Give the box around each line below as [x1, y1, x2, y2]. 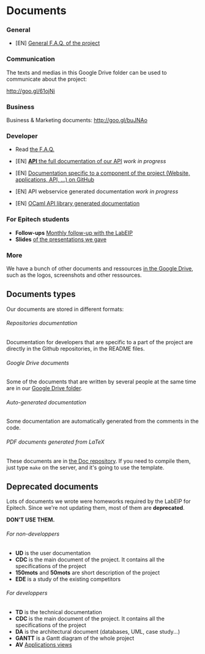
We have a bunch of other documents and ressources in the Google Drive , [6, 264, 194, 272]
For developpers [6, 590, 48, 597]
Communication [6, 55, 55, 63]
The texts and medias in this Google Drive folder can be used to [6, 69, 167, 76]
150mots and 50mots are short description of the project [15, 569, 160, 576]
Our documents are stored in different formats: [6, 305, 124, 313]
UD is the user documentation [15, 549, 91, 556]
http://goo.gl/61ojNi [6, 87, 55, 94]
